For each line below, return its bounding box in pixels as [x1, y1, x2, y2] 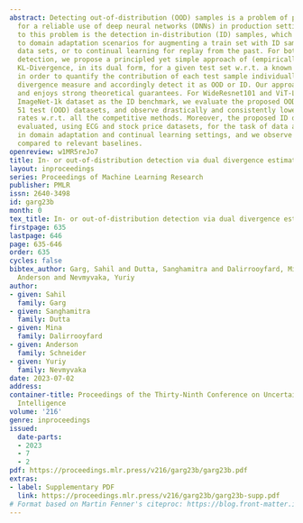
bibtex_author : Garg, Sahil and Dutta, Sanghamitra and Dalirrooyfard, [9, 265, 284, 274]
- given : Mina [9, 324, 63, 333]
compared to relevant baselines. [17, 139, 143, 148]
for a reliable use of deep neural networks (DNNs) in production [17, 22, 272, 31]
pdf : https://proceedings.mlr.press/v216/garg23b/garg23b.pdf [9, 466, 248, 475]
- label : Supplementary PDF [9, 482, 115, 491]
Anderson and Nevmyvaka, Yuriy [17, 273, 135, 282]
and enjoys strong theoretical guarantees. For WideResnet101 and [17, 88, 272, 97]
